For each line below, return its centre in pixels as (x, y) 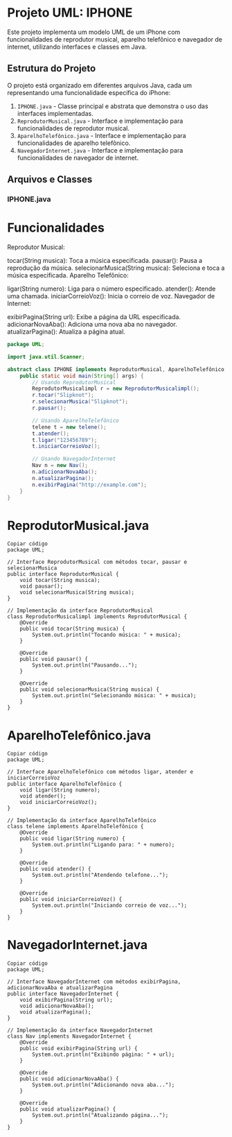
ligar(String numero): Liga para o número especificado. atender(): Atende (111, 289)
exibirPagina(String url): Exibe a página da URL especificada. (94, 317)
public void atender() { (55, 869)
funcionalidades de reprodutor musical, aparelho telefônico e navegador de (115, 39)
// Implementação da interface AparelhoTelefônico (82, 821)
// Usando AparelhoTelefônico (75, 420)
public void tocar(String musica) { (73, 629)
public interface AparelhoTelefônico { (65, 784)
